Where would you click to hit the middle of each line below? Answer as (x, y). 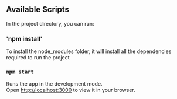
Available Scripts (38, 10)
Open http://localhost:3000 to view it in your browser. (71, 90)
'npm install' (24, 38)
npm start (20, 72)
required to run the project (38, 58)
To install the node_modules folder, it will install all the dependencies (89, 51)
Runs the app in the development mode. (54, 84)
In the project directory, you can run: (50, 23)
